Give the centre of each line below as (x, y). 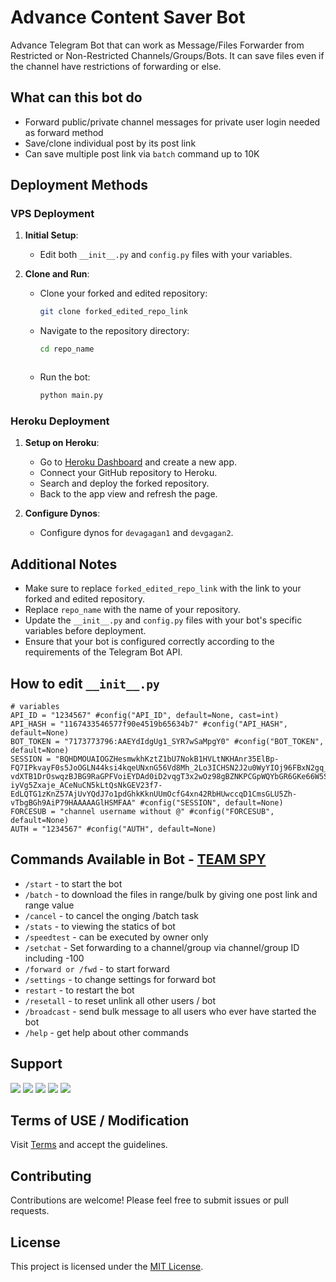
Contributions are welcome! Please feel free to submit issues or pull (149, 1200)
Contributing (51, 1176)
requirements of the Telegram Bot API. (103, 652)
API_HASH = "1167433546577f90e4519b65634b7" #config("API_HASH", (149, 724)
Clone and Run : (57, 274)
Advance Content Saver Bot (128, 17)
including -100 (54, 958)
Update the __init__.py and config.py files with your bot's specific (163, 620)
